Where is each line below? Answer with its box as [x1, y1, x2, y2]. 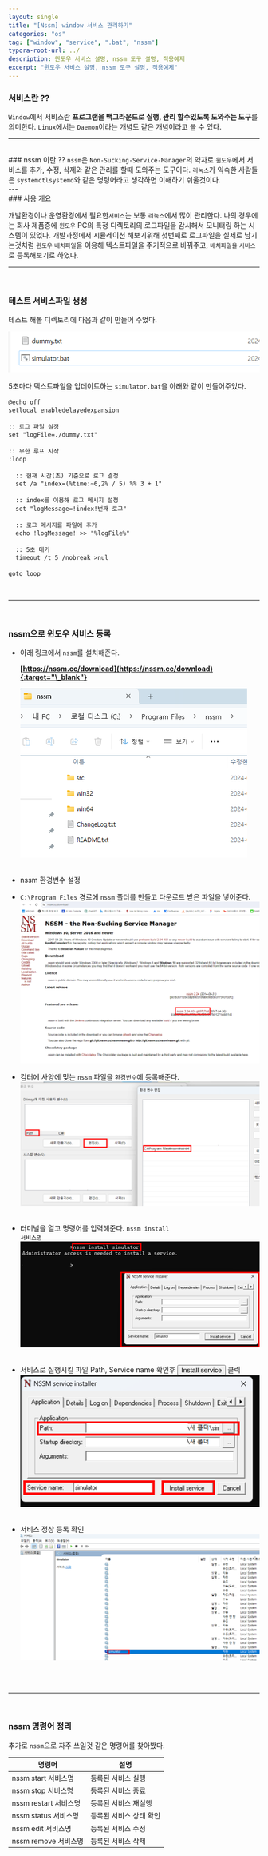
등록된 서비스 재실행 [90, 1798, 153, 1808]
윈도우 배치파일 [35, 242, 77, 250]
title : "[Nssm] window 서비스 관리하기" [8, 21, 133, 30]
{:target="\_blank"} [19, 673, 88, 682]
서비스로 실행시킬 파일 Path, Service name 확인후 [19, 1365, 176, 1375]
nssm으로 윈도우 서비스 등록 [8, 629, 112, 640]
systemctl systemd [16, 177, 74, 185]
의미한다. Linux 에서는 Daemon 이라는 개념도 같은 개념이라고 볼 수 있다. [8, 122, 222, 132]
